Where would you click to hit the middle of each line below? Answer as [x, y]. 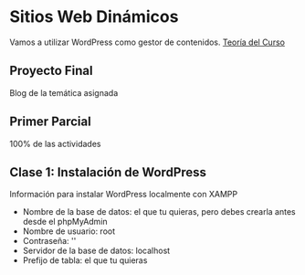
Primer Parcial [50, 122]
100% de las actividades [55, 143]
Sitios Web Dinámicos [94, 17]
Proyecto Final [51, 71]
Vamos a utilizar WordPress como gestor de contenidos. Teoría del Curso [147, 42]
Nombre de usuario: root [69, 231]
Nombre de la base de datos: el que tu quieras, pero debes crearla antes [159, 212]
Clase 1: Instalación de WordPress [108, 172]
